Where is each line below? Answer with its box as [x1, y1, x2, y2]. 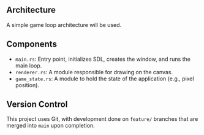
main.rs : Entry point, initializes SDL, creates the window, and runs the [15, 55, 191, 63]
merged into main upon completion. [6, 122, 95, 129]
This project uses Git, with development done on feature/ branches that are [6, 115, 198, 123]
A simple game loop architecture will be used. [6, 21, 122, 28]
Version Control [6, 99, 68, 110]
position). [15, 81, 40, 88]
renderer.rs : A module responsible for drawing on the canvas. [15, 68, 173, 75]
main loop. [15, 61, 42, 69]
